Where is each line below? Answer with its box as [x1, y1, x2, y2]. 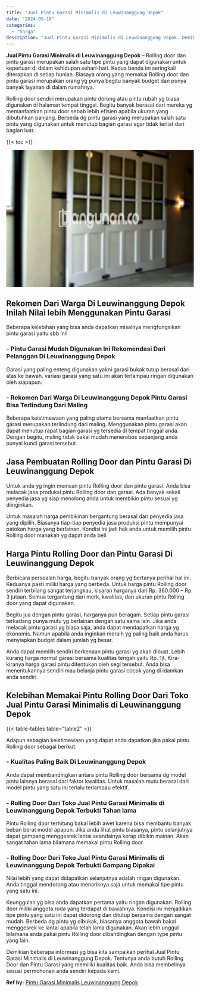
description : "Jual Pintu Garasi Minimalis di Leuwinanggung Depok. [6, 35, 180, 41]
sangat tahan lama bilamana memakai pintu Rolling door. [6, 839, 145, 846]
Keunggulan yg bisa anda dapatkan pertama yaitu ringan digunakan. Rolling [6, 899, 192, 906]
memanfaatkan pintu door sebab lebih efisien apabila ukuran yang [6, 108, 168, 115]
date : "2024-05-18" [6, 15, 55, 22]
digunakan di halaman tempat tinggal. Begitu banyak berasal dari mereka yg [6, 101, 192, 108]
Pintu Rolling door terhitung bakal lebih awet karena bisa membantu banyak [6, 820, 192, 827]
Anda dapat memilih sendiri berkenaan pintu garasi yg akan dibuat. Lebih [6, 647, 185, 655]
